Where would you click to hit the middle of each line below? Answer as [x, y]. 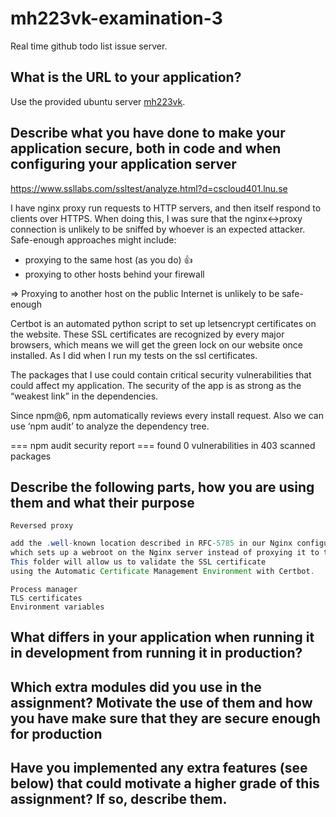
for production [56, 733]
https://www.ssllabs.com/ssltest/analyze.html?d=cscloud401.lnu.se [149, 188]
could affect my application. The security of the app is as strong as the [156, 385]
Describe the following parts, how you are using [162, 487]
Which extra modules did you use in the [136, 687]
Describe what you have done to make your [148, 133]
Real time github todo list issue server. [89, 46]
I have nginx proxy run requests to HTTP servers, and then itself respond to [166, 208]
